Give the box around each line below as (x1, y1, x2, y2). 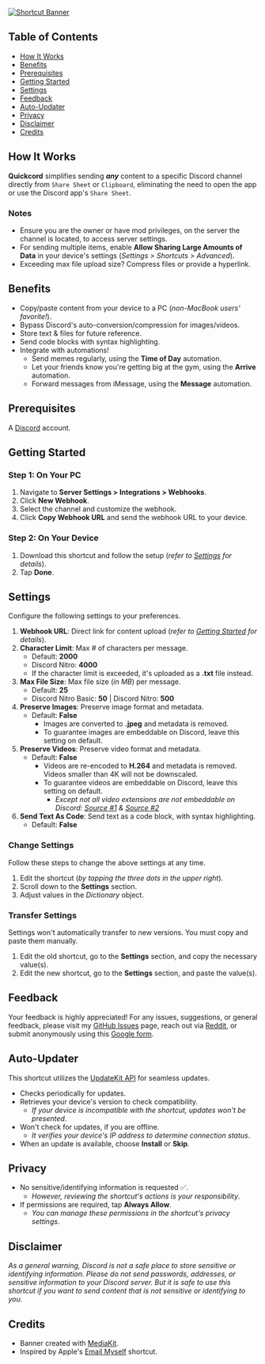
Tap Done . (19, 567, 54, 577)
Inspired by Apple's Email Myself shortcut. (19, 1347, 158, 1356)
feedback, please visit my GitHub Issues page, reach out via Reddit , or (8, 1020, 237, 1030)
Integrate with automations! (19, 345, 109, 355)
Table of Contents (8, 30, 99, 44)
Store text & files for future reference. (19, 329, 142, 338)
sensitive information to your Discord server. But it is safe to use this (8, 1278, 231, 1287)
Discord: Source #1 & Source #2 (55, 804, 160, 813)
